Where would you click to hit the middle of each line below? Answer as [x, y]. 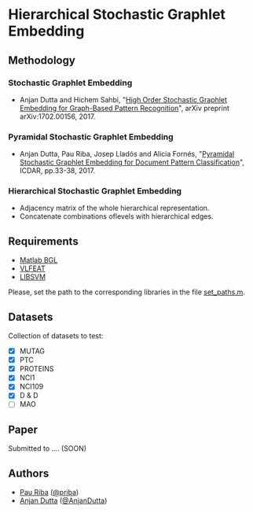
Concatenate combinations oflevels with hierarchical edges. [116, 216]
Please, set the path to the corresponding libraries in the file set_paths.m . [127, 292]
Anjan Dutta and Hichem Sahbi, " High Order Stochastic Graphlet [123, 99]
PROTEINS [37, 369]
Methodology [42, 60]
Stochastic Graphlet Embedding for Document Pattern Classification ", [132, 162]
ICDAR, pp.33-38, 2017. [57, 171]
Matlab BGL [38, 260]
